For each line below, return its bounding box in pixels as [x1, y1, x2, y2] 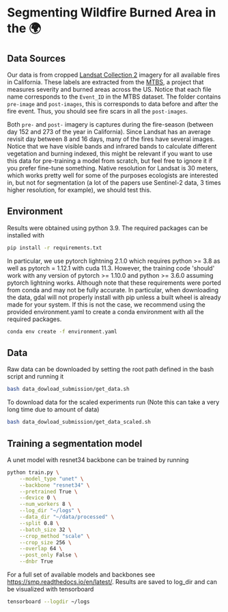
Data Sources [7, 53, 66, 64]
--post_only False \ [19, 552, 78, 559]
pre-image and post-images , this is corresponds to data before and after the [7, 100, 218, 107]
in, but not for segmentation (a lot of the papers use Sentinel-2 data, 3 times [7, 179, 221, 186]
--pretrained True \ [19, 488, 78, 495]
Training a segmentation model [7, 437, 143, 449]
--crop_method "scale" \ [19, 533, 90, 539]
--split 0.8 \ [19, 520, 59, 526]
